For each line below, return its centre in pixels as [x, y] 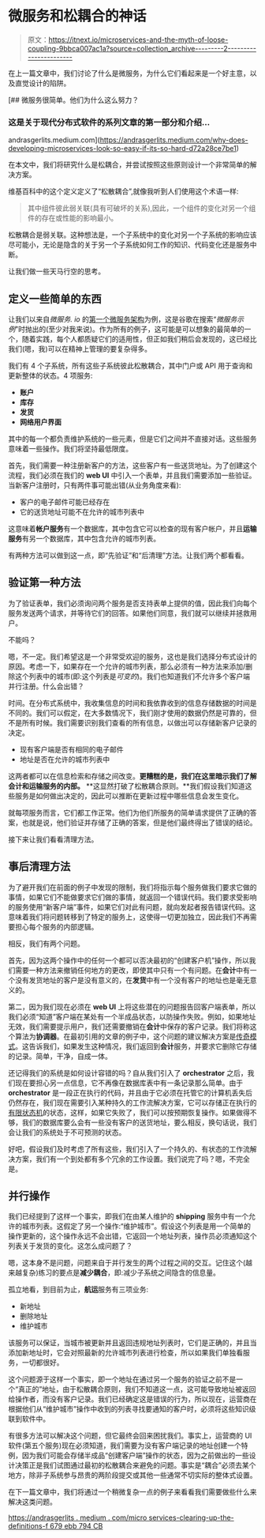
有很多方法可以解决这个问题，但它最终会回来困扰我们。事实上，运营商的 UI [130, 1436]
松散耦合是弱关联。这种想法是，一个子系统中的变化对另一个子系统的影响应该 [132, 235]
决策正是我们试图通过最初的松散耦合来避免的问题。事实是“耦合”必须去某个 [135, 1465]
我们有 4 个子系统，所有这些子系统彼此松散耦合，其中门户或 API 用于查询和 [131, 366]
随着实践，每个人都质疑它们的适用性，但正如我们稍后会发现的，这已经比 [139, 339]
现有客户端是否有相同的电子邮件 [71, 749]
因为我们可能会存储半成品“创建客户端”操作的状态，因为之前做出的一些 [136, 1456]
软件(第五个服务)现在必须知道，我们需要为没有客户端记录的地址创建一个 [125, 1446]
